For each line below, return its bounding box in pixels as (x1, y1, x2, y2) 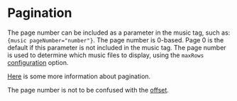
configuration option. (7, 58, 69, 66)
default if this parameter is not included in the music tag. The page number (7, 43, 226, 52)
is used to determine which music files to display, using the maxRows (7, 51, 204, 59)
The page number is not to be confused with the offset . (7, 85, 169, 94)
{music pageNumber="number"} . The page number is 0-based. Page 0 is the (7, 35, 224, 44)
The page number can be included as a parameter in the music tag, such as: (7, 28, 231, 37)
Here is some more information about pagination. (7, 72, 151, 81)
